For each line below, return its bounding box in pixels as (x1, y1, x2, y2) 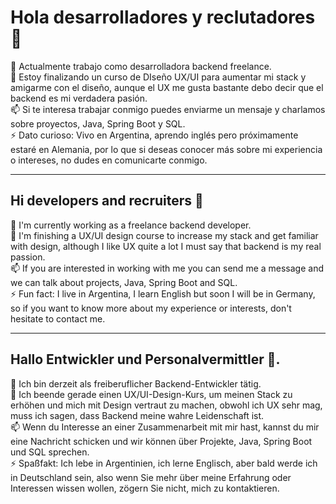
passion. (10, 251, 46, 263)
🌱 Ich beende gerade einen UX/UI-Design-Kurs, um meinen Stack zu (10, 388, 293, 400)
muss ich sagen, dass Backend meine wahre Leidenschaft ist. (10, 409, 265, 421)
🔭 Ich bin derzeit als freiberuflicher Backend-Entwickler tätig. (10, 377, 262, 390)
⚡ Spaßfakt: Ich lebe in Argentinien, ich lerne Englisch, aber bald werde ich (10, 457, 318, 469)
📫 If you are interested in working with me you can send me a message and (10, 262, 324, 274)
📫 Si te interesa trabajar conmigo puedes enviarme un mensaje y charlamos (10, 103, 326, 115)
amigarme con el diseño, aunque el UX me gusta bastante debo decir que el (10, 81, 324, 93)
